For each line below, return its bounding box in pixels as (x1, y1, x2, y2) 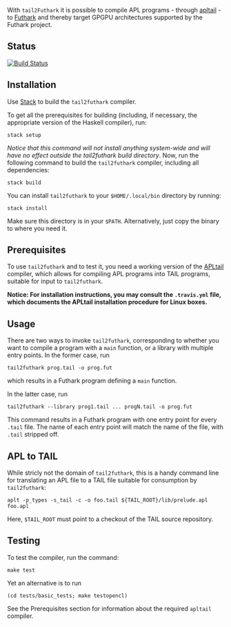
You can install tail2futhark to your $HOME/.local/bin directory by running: (7, 191, 221, 199)
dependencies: (7, 165, 50, 174)
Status (7, 41, 37, 53)
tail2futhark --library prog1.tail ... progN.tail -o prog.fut (7, 403, 193, 410)
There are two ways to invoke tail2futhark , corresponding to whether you (7, 336, 219, 345)
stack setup (7, 131, 41, 138)
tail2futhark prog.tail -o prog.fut (7, 365, 112, 372)
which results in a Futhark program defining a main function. (7, 376, 177, 385)
